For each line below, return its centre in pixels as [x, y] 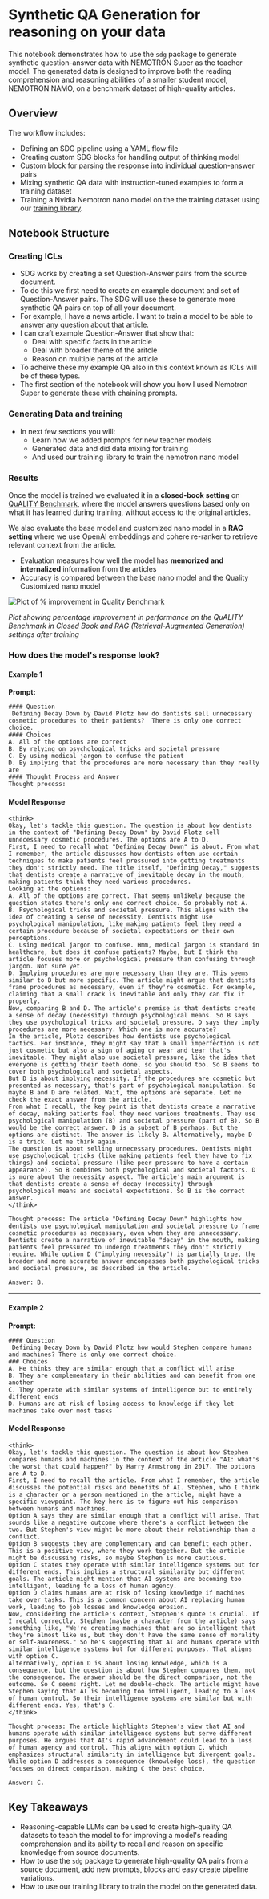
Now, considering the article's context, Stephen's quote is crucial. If [134, 1614]
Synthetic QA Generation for [104, 15]
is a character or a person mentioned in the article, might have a [125, 1494]
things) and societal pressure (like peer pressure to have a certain [128, 1163]
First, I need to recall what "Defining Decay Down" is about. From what [134, 847]
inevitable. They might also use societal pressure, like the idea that [132, 1057]
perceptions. [30, 938]
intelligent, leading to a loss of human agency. [93, 1586]
